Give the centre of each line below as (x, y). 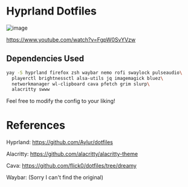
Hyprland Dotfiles (51, 11)
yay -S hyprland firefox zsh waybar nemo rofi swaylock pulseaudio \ (94, 73)
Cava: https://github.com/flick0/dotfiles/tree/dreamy (72, 166)
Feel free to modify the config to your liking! (61, 101)
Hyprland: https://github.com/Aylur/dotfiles (60, 142)
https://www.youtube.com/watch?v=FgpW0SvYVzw (71, 39)
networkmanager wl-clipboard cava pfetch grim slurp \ (81, 84)
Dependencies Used (45, 59)
